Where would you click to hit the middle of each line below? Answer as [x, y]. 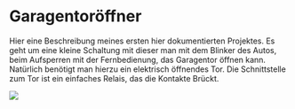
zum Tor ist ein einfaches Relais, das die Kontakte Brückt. [114, 78]
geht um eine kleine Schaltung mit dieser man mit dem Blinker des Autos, [143, 50]
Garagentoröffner [76, 16]
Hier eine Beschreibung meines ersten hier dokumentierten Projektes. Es [142, 41]
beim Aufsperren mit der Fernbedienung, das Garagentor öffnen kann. [138, 59]
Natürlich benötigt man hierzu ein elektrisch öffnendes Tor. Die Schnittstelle [147, 69]
